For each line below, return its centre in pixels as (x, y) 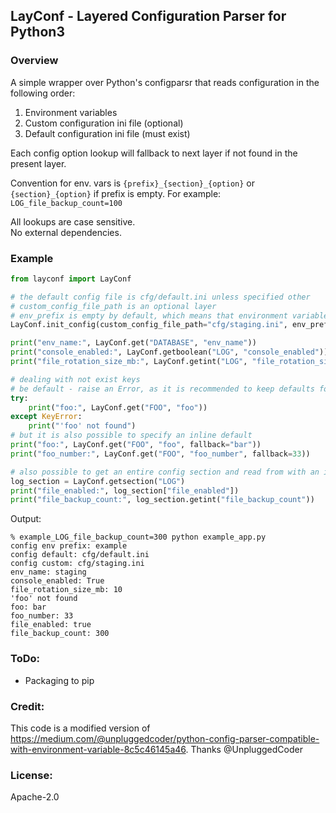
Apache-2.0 (35, 797)
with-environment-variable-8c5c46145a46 (98, 749)
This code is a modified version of (80, 728)
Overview (34, 61)
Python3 (37, 32)
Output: (26, 519)
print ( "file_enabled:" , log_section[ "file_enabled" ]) (125, 490)
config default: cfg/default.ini (80, 555)
